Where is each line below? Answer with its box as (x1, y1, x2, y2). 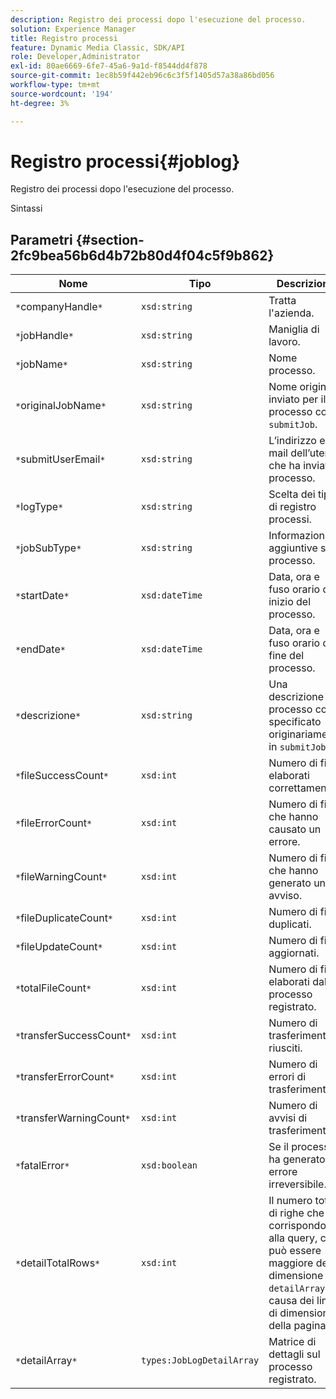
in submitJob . (268, 740, 329, 754)
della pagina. (268, 1319, 329, 1333)
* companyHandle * (15, 300, 103, 314)
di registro (268, 500, 317, 514)
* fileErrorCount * (15, 816, 93, 830)
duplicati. (268, 917, 312, 931)
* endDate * (15, 642, 66, 656)
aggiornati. (268, 946, 320, 960)
